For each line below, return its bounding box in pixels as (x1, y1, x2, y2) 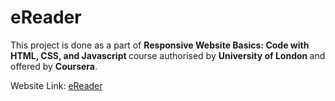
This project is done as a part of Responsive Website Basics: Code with (10, 39, 310, 51)
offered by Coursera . (10, 60, 98, 72)
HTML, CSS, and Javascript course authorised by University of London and (10, 49, 326, 61)
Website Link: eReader (10, 79, 103, 91)
